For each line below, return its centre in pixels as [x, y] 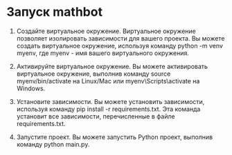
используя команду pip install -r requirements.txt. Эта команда [108, 109]
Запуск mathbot [55, 12]
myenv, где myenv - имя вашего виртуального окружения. [103, 53]
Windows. [31, 88]
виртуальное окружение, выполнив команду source [93, 74]
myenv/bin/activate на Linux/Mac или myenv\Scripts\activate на [108, 81]
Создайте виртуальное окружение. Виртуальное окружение [106, 31]
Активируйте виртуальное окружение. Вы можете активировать [112, 66]
